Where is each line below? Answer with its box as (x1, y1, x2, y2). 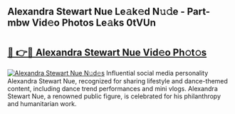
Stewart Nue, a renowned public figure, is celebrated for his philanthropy (7, 92, 221, 100)
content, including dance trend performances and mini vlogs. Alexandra (7, 85, 219, 93)
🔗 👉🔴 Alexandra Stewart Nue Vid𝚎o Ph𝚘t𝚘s (7, 46, 207, 58)
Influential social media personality (106, 69, 209, 77)
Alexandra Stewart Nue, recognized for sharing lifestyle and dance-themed (7, 77, 228, 85)
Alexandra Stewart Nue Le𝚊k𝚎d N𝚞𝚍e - (7, 6, 185, 18)
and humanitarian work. (7, 100, 77, 108)
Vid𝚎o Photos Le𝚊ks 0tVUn (31, 17, 157, 29)
